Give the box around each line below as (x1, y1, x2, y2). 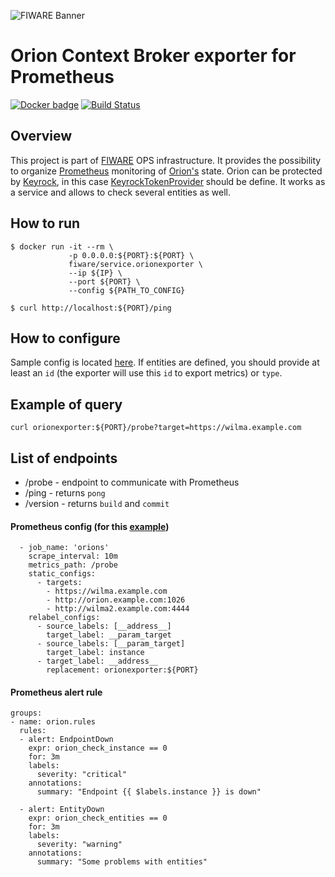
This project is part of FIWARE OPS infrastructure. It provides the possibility (10, 154, 322, 166)
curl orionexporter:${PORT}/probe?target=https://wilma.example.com (10, 423, 302, 433)
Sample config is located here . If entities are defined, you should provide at (10, 356, 320, 369)
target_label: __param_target (46, 630, 172, 640)
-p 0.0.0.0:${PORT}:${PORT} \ (68, 250, 195, 260)
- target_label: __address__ (36, 656, 159, 667)
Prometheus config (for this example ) (10, 520, 170, 532)
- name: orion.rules (10, 717, 97, 727)
